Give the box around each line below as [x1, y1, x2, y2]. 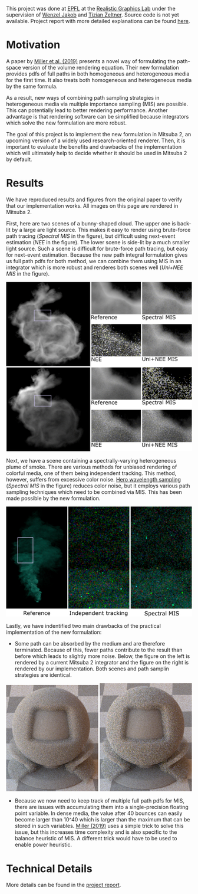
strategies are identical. [14, 671, 72, 678]
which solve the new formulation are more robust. [6, 119, 127, 126]
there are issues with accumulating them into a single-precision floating [14, 804, 189, 811]
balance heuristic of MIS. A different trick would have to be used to [14, 835, 177, 842]
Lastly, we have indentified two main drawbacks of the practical [6, 622, 161, 629]
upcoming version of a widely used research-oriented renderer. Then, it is [6, 137, 186, 144]
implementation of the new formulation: [6, 628, 102, 636]
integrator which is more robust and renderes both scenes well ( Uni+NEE [6, 264, 184, 271]
